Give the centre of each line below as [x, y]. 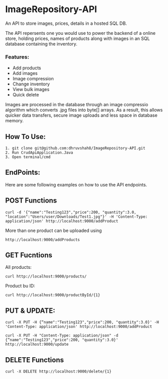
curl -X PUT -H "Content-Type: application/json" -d [62, 336]
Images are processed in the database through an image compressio [77, 105]
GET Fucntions [29, 255]
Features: [17, 57]
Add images [25, 73]
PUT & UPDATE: [30, 311]
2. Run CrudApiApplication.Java [39, 153]
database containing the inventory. [41, 43]
